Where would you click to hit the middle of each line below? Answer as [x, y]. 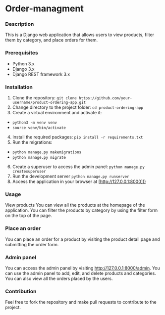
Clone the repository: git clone [44, 98]
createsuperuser [29, 172]
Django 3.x [23, 69]
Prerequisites [22, 53]
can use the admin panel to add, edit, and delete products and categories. [81, 273]
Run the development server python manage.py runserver [71, 177]
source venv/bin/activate [39, 128]
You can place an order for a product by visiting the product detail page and [82, 239]
